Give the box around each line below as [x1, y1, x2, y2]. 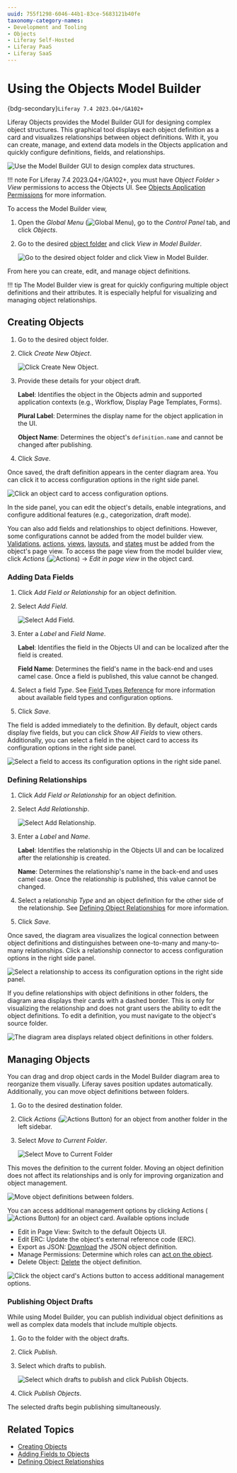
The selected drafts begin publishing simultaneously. [7, 1403, 161, 1411]
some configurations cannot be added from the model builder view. [7, 532, 204, 540]
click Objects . [17, 225, 58, 234]
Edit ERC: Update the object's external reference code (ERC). [17, 1235, 196, 1244]
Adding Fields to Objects [17, 1450, 90, 1459]
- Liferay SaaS [7, 50, 52, 58]
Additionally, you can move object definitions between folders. [7, 1088, 190, 1096]
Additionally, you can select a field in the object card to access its [7, 735, 199, 744]
